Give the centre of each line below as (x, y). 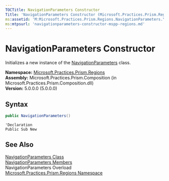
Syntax (17, 104)
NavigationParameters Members (39, 162)
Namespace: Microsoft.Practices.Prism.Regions (55, 72)
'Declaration (19, 125)
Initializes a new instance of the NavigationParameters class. (68, 63)
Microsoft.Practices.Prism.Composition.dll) (50, 83)
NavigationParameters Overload (38, 167)
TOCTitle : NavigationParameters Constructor (53, 10)
